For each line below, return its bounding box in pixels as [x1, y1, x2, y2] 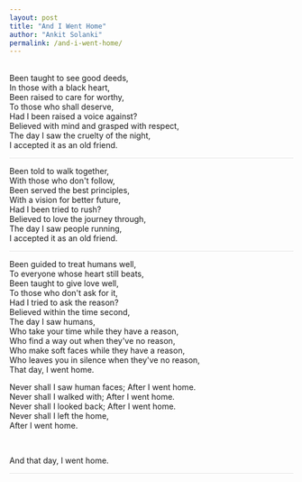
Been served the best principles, [9, 185, 131, 196]
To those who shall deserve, [9, 101, 114, 113]
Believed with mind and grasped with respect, [9, 121, 179, 132]
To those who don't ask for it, [9, 288, 119, 299]
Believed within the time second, [9, 307, 131, 318]
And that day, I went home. [9, 455, 110, 466]
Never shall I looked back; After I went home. [9, 401, 177, 412]
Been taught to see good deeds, [9, 73, 129, 84]
